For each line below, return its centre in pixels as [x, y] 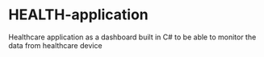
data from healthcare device [55, 45]
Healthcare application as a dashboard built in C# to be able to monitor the [132, 37]
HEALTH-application [79, 15]
